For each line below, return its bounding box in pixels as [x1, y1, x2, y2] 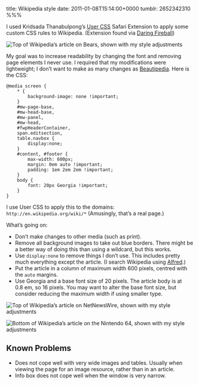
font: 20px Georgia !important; [27, 182, 109, 188]
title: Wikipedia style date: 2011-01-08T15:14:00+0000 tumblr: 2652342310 [6, 5, 191, 12]
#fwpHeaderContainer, [17, 125, 71, 131]
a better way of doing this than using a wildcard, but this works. [14, 246, 172, 253]
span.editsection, [17, 130, 63, 136]
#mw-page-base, [17, 104, 55, 110]
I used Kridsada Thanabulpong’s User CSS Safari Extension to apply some [6, 23, 189, 30]
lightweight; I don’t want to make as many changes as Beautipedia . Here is [6, 65, 189, 72]
